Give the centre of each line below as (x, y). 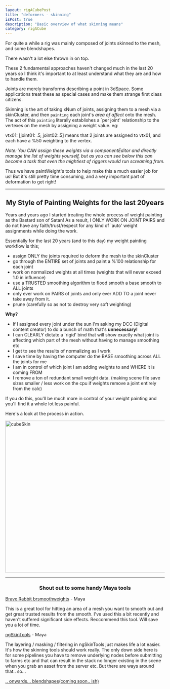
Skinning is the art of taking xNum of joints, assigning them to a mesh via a (83, 109)
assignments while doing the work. (41, 231)
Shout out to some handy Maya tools (85, 588)
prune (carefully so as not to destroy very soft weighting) (72, 304)
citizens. (14, 100)
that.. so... (16, 671)
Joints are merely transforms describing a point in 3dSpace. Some (74, 89)
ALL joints (23, 288)
